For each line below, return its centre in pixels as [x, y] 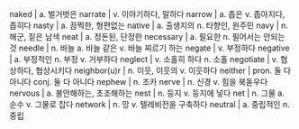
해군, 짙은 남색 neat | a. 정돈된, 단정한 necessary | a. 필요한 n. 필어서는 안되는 [147, 37]
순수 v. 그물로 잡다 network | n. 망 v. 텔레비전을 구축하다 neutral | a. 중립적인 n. [149, 104]
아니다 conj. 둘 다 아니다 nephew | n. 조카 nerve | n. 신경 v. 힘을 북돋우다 [139, 82]
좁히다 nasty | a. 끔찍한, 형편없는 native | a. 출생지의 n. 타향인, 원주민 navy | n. [149, 25]
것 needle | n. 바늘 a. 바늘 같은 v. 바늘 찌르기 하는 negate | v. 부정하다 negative [149, 48]
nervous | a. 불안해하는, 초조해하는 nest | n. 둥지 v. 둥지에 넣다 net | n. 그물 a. [147, 93]
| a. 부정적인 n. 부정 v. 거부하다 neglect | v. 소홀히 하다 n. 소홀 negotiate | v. [144, 59]
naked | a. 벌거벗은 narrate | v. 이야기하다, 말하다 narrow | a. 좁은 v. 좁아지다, [147, 14]
